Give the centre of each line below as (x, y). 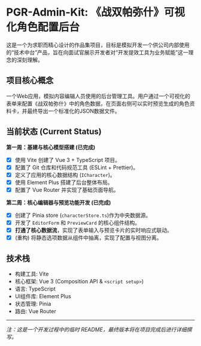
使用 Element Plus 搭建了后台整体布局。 (64, 182)
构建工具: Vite (32, 274)
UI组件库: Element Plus (43, 296)
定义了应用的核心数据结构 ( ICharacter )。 (65, 174)
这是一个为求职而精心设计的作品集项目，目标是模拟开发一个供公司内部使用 (98, 45)
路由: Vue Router (36, 311)
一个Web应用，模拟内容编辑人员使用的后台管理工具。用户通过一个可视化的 (98, 96)
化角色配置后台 (43, 27)
